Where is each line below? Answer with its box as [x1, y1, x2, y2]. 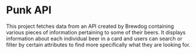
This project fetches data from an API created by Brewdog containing [6, 23, 174, 30]
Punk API [6, 3, 52, 17]
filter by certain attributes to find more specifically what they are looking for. [6, 41, 191, 48]
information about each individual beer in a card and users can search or [6, 35, 182, 42]
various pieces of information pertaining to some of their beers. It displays [6, 28, 186, 35]
